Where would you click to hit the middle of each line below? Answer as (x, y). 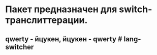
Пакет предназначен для (61, 9)
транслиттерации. (46, 20)
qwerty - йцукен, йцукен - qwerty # (64, 39)
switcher (20, 47)
